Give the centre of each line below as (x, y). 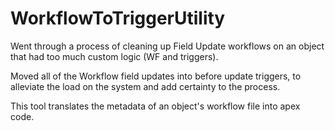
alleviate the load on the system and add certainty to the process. (145, 86)
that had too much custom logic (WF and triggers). (114, 56)
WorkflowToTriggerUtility (118, 18)
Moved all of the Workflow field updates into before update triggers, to (156, 76)
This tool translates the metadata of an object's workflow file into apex (155, 106)
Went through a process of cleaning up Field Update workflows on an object (167, 46)
